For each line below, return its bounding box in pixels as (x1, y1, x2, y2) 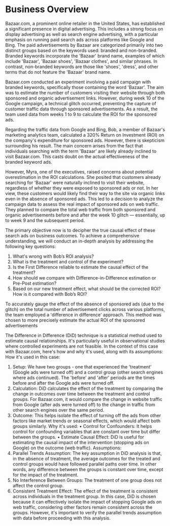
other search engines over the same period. (12, 407, 105, 413)
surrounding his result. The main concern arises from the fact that (5, 142, 143, 148)
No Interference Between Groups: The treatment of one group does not (12, 477, 162, 483)
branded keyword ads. (5, 159, 52, 165)
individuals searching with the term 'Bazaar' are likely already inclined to (5, 148, 157, 154)
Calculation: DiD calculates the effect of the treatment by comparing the (12, 385, 163, 391)
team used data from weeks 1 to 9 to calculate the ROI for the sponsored (5, 111, 157, 117)
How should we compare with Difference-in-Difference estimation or (12, 274, 156, 281)
